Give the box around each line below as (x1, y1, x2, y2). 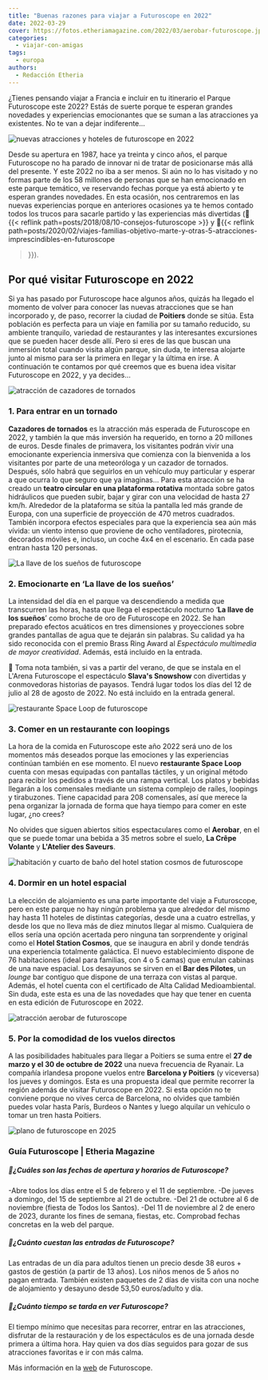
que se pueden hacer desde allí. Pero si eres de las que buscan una (8, 336, 231, 346)
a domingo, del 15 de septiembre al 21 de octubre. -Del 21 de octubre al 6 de (8, 1194, 259, 1204)
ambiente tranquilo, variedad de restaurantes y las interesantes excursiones (8, 328, 258, 338)
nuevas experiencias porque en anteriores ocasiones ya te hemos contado (8, 200, 254, 210)
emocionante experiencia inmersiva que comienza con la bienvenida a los (8, 449, 251, 459)
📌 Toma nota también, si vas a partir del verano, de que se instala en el (8, 663, 241, 672)
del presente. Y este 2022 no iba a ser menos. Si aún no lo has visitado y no (8, 166, 258, 176)
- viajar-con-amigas (15, 42, 84, 50)
